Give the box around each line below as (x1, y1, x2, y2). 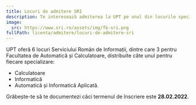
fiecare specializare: (6, 59, 55, 66)
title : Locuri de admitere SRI (6, 8, 82, 15)
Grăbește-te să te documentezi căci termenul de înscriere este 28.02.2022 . (6, 93, 189, 100)
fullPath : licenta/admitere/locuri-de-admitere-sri (6, 30, 134, 36)
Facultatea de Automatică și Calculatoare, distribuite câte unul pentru (6, 52, 173, 59)
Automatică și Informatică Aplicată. (14, 82, 99, 89)
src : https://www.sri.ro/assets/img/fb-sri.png (11, 24, 129, 31)
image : (6, 19, 22, 25)
